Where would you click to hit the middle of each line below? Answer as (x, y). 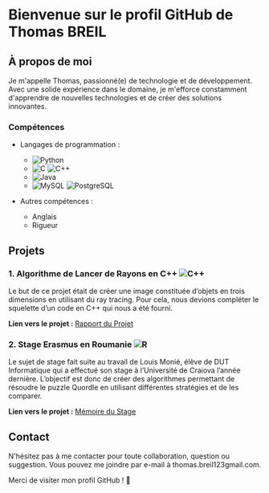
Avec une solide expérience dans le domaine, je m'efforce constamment (128, 89)
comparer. (25, 396)
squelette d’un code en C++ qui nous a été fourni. (90, 308)
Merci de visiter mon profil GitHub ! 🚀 (69, 480)
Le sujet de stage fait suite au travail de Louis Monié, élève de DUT (119, 362)
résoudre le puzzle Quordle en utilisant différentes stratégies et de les (124, 388)
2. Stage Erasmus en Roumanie (70, 344)
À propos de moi (50, 61)
